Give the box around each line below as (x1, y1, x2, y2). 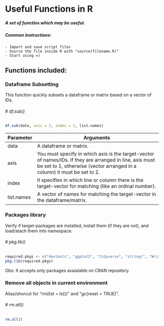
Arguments (83, 134, 110, 141)
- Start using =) (5, 53, 41, 58)
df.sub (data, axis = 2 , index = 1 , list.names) (5, 123, 104, 128)
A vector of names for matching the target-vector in (37, 191, 156, 198)
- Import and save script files (5, 44, 71, 49)
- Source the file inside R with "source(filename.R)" (5, 49, 119, 54)
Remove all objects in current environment (5, 280, 108, 286)
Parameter (7, 134, 33, 141)
